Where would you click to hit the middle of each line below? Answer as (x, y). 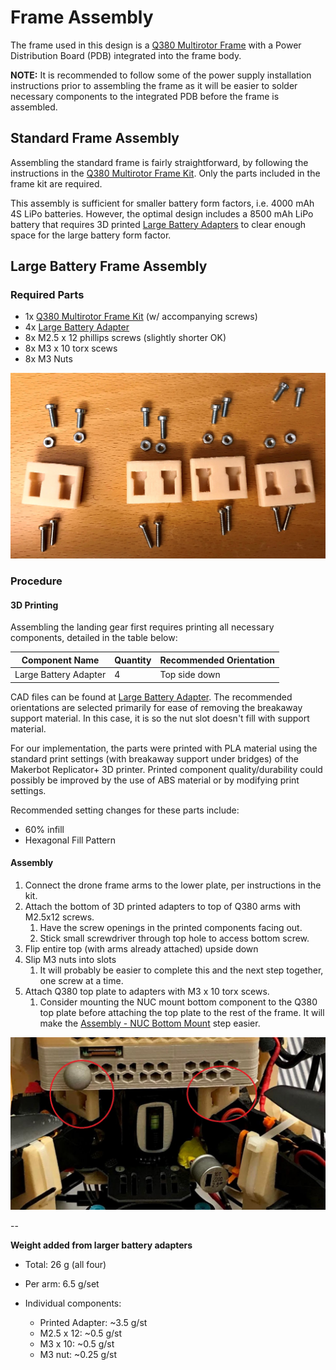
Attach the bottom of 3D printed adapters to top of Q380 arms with (163, 906)
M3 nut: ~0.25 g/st (78, 1355)
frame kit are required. (56, 183)
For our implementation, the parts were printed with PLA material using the (164, 748)
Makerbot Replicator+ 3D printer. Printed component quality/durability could (166, 769)
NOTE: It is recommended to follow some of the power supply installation (161, 75)
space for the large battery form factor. (91, 235)
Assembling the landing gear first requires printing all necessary (142, 627)
